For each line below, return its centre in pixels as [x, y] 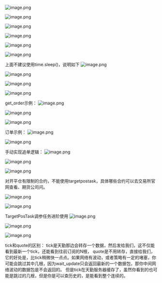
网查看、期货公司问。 [26, 187]
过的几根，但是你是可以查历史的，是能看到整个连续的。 [73, 276]
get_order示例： [21, 103]
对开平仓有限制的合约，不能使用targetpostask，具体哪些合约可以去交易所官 [80, 181]
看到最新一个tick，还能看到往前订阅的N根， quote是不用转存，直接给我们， [80, 251]
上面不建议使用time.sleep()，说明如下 [42, 65]
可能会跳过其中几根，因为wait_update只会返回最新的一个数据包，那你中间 [79, 264]
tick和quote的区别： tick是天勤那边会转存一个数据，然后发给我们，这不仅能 [80, 245]
